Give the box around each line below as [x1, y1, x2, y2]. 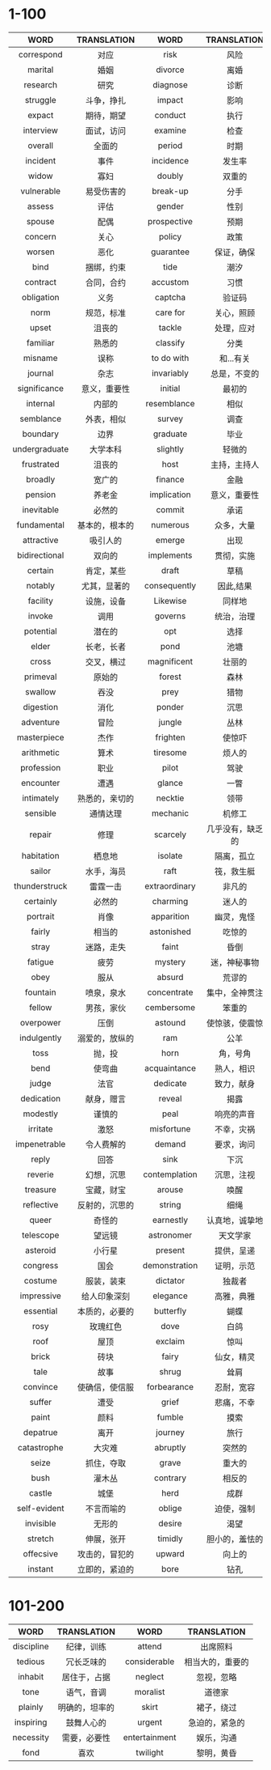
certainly [23, 895, 58, 906]
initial [160, 382, 181, 393]
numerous [151, 519, 190, 530]
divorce [156, 64, 185, 75]
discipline [12, 1641, 50, 1652]
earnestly [152, 1214, 188, 1225]
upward [156, 1547, 186, 1559]
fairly [31, 926, 51, 937]
